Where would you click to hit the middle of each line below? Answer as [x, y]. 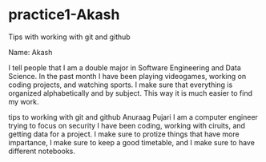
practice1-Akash [64, 15]
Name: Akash [30, 52]
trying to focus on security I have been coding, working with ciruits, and [127, 125]
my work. [24, 101]
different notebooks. [42, 151]
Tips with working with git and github [69, 37]
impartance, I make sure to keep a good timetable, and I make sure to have [131, 142]
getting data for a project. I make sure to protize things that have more [124, 134]
